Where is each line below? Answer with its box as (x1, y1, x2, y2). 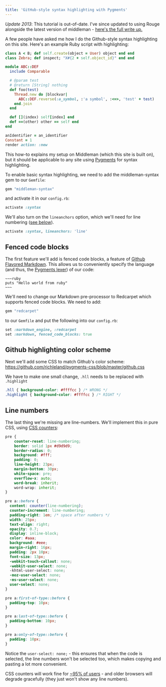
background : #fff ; (14, 453, 52, 458)
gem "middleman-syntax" (5, 186, 55, 192)
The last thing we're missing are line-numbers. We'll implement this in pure (5, 419, 158, 425)
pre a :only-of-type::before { (5, 632, 68, 637)
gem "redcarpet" (5, 308, 39, 314)
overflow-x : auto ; (14, 476, 52, 481)
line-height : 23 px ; (14, 462, 55, 467)
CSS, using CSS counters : (5, 424, 59, 431)
